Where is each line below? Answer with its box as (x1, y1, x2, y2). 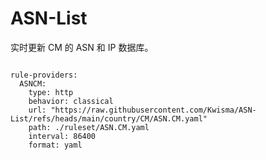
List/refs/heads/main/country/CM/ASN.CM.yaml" (10, 113, 208, 124)
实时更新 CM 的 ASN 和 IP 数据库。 (10, 41, 154, 53)
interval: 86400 (28, 131, 97, 141)
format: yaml (28, 140, 83, 150)
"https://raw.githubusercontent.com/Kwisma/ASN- (50, 105, 257, 115)
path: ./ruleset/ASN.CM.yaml (28, 122, 150, 132)
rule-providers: (10, 70, 78, 80)
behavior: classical (28, 96, 114, 106)
